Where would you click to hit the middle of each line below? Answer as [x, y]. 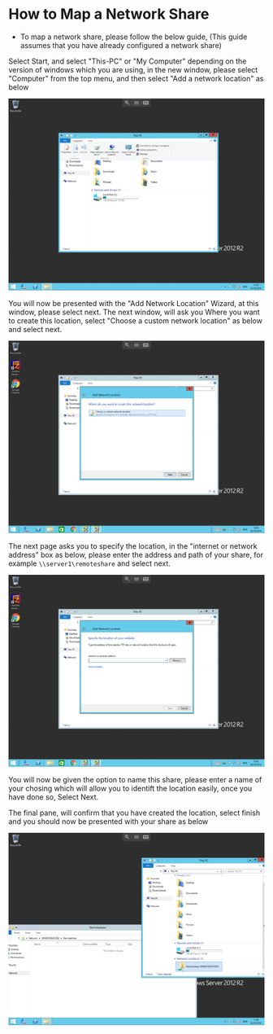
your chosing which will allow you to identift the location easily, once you [130, 789]
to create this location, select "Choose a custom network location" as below [135, 321]
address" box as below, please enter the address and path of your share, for [136, 554]
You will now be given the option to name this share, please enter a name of [135, 780]
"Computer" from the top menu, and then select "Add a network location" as [136, 78]
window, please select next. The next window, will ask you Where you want [134, 312]
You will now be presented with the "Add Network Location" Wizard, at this [134, 304]
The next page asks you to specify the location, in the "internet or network [133, 545]
